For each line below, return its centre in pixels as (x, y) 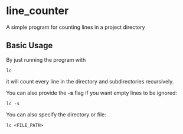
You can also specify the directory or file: (56, 114)
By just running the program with (46, 59)
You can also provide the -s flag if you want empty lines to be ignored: (92, 93)
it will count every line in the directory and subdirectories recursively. (90, 81)
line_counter (37, 11)
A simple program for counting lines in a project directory (76, 27)
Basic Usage (30, 46)
